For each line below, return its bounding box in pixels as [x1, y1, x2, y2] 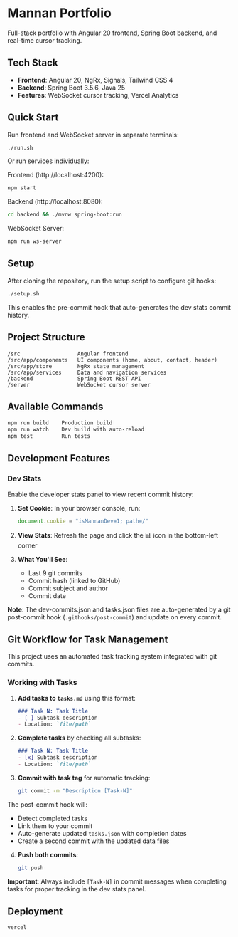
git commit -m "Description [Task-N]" [17, 787, 133, 795]
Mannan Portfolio [7, 5, 112, 21]
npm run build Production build [7, 419, 113, 426]
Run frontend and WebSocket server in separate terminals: [7, 130, 179, 139]
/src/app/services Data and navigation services [7, 369, 167, 376]
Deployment [7, 906, 63, 918]
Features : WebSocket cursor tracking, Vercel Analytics [17, 90, 179, 99]
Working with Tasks [7, 678, 77, 688]
